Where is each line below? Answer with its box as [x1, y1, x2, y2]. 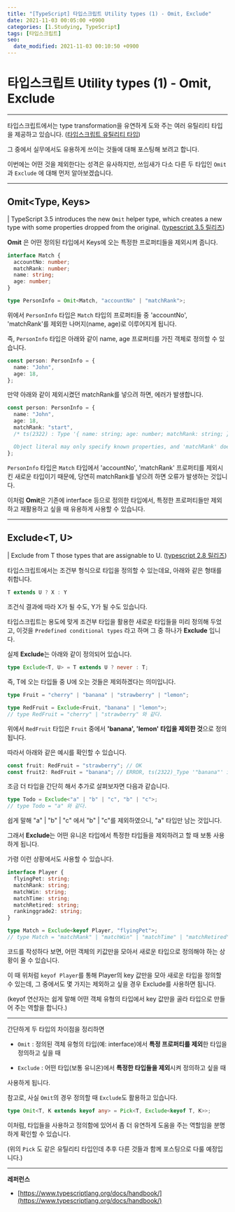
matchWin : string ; [13, 888, 68, 895]
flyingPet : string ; [13, 875, 71, 883]
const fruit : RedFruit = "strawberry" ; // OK [7, 762, 142, 769]
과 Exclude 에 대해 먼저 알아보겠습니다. [7, 168, 113, 177]
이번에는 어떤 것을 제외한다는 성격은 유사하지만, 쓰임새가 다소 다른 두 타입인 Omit [7, 159, 227, 168]
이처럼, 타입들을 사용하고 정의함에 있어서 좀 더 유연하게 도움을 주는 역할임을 [7, 1121, 213, 1129]
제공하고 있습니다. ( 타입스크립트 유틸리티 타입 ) [14, 130, 141, 138]
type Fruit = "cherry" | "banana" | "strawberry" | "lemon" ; [7, 692, 190, 699]
